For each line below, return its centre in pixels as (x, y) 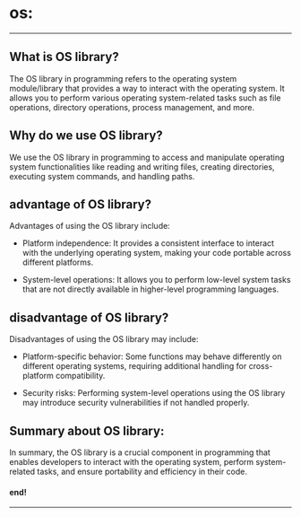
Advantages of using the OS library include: (90, 226)
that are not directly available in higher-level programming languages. (150, 289)
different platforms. (58, 262)
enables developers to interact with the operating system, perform (132, 462)
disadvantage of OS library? (89, 317)
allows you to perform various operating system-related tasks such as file (145, 98)
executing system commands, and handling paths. (102, 176)
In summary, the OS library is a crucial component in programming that (140, 452)
